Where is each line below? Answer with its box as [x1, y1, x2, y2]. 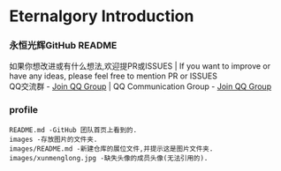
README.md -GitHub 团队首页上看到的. [9, 125, 138, 134]
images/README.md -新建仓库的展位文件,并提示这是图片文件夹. [9, 144, 214, 153]
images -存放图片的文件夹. [9, 135, 98, 144]
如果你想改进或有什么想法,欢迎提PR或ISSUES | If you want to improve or [9, 61, 271, 71]
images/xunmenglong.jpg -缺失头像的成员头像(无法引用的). [9, 153, 209, 162]
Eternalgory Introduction [9, 6, 194, 26]
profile [9, 104, 38, 116]
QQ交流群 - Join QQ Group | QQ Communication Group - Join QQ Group [9, 81, 272, 92]
